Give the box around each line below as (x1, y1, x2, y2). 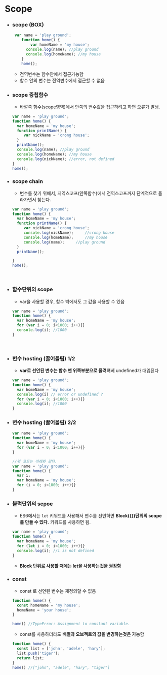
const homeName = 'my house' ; (17, 603, 80, 608)
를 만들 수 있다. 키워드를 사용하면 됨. (19, 519, 91, 525)
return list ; (17, 655, 45, 661)
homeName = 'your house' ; (17, 607, 71, 612)
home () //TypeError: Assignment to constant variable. (12, 621, 131, 627)
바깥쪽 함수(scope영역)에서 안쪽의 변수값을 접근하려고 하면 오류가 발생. (19, 104, 160, 110)
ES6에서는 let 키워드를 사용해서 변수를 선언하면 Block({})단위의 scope (19, 513, 162, 519)
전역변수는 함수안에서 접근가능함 (19, 71, 84, 77)
